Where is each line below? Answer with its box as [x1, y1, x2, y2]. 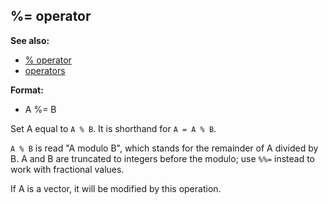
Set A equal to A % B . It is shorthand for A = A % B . [10, 122, 217, 134]
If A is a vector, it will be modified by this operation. [10, 182, 222, 194]
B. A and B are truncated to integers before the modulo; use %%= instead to [10, 152, 316, 164]
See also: [10, 34, 50, 46]
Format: [10, 84, 44, 96]
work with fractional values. [10, 163, 125, 175]
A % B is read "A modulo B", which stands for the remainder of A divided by [10, 142, 319, 154]
